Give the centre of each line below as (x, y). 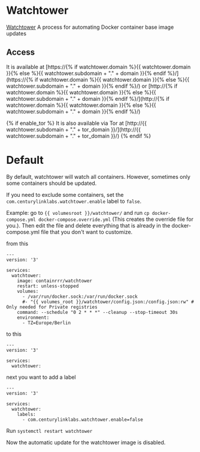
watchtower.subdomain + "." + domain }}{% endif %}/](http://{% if (88, 98)
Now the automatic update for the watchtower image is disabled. (86, 442)
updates (16, 33)
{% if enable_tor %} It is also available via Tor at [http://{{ (77, 123)
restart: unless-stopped (48, 286)
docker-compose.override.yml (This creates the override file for (116, 219)
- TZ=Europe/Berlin (46, 323)
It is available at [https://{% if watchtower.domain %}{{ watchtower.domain (99, 67)
